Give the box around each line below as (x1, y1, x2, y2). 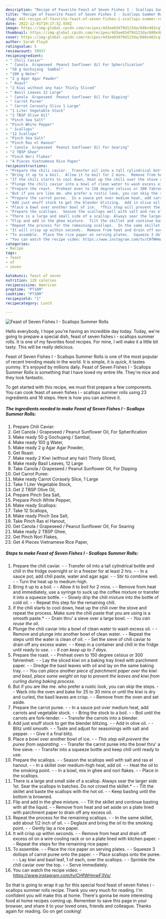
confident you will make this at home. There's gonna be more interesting (5, 892, 153, 898)
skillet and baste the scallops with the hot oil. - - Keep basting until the (12, 788, 156, 794)
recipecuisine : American (5, 282, 57, 287)
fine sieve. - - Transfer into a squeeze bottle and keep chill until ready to (12, 746, 160, 752)
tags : (5, 250, 17, 256)
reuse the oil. (12, 620, 39, 626)
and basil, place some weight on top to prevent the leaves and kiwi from (12, 673, 160, 679)
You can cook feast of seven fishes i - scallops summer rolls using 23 (5, 389, 147, 395)
